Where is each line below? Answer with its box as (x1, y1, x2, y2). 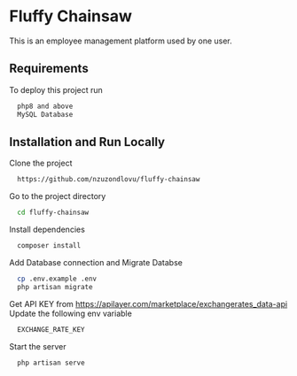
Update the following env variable (9, 308, 133, 318)
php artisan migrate (17, 282, 93, 291)
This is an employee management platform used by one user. (9, 35, 232, 46)
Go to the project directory (9, 191, 106, 202)
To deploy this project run (9, 84, 104, 95)
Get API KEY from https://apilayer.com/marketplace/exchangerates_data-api (9, 298, 288, 309)
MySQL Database (17, 110, 74, 119)
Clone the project (9, 157, 73, 169)
